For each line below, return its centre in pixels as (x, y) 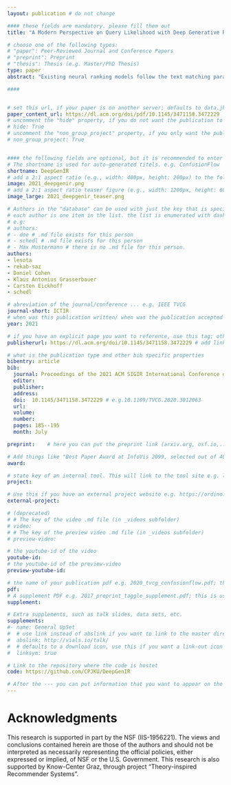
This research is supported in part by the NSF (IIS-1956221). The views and (113, 737)
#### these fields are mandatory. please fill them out (89, 26)
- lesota (20, 260)
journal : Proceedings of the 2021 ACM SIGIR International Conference (117, 375)
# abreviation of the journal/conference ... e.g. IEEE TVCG (97, 305)
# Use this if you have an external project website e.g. (92, 494)
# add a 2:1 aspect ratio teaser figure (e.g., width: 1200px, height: (112, 190)
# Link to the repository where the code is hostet (82, 665)
